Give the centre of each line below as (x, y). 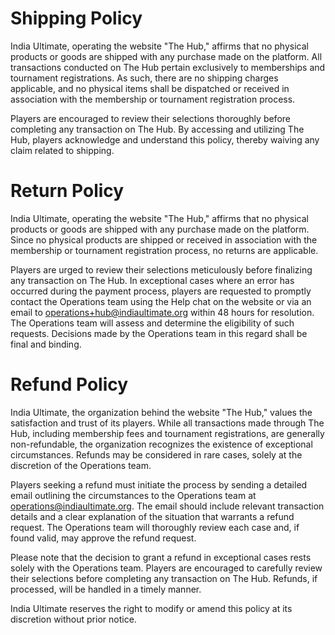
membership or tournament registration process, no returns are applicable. (164, 250)
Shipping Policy (76, 18)
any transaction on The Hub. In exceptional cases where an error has (152, 280)
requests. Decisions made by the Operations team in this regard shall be (159, 333)
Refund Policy (69, 384)
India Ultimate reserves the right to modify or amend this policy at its (151, 608)
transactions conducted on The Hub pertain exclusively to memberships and (168, 67)
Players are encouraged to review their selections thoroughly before (150, 118)
